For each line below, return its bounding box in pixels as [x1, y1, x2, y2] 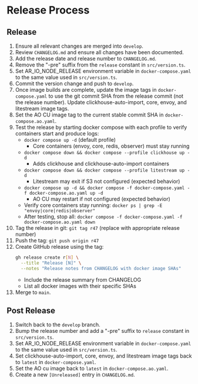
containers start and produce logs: [15, 130, 99, 137]
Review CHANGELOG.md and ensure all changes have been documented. [15, 49, 184, 56]
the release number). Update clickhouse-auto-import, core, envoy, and [15, 99, 187, 106]
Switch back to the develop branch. [15, 321, 100, 328]
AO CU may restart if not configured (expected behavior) [32, 195, 171, 202]
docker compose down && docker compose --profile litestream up [24, 168, 185, 173]
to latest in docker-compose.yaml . [15, 359, 96, 366]
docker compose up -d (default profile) [24, 136, 116, 143]
